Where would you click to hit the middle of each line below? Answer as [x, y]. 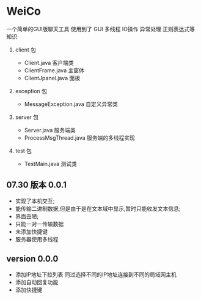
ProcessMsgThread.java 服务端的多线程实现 [80, 138]
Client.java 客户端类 [49, 62]
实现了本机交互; [35, 201]
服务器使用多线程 [37, 239]
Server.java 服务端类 [50, 130]
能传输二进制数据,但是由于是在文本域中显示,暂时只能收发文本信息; [98, 208]
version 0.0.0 [32, 259]
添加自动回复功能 [37, 282]
